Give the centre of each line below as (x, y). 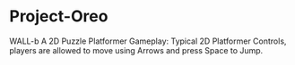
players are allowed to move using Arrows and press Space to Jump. (136, 50)
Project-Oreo (59, 16)
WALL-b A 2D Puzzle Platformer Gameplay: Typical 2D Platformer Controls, (148, 41)
